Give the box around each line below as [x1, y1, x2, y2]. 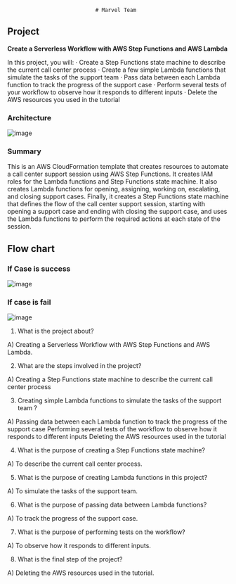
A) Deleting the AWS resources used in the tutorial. [7, 569, 155, 577]
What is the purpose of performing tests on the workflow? [17, 528, 185, 536]
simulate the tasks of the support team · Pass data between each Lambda [7, 72, 221, 81]
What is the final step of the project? [17, 555, 123, 564]
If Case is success [7, 264, 71, 274]
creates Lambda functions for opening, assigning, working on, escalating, [7, 185, 221, 193]
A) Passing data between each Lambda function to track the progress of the [7, 417, 228, 426]
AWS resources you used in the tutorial [7, 95, 121, 103]
